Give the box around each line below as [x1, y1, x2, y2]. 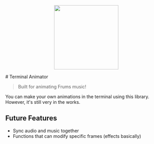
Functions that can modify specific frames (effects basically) [12, 133, 141, 139]
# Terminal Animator [5, 74, 49, 80]
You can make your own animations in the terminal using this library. [5, 94, 150, 100]
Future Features [5, 114, 57, 123]
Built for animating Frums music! [17, 84, 86, 89]
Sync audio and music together [12, 128, 80, 134]
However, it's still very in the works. [5, 99, 81, 105]
